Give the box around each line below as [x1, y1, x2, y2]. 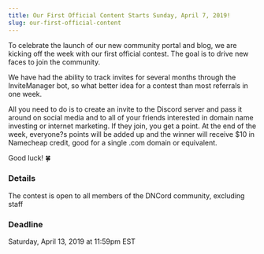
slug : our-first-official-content [8, 19, 122, 27]
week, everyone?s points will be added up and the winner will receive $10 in [8, 129, 255, 138]
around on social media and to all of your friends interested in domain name [8, 112, 254, 122]
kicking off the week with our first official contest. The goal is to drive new [8, 49, 249, 58]
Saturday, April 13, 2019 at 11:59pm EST [8, 237, 136, 246]
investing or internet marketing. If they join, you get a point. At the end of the [8, 121, 257, 131]
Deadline [8, 219, 43, 230]
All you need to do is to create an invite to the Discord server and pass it [8, 104, 243, 114]
